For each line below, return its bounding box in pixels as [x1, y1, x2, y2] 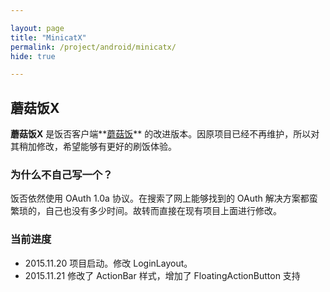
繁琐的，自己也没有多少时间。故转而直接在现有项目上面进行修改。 [10, 205, 282, 217]
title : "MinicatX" [10, 32, 87, 43]
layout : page [10, 23, 65, 33]
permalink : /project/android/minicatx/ [10, 42, 177, 52]
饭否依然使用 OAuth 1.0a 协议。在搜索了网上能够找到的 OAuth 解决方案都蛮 [10, 192, 318, 205]
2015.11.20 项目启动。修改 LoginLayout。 [24, 257, 193, 269]
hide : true [10, 51, 56, 61]
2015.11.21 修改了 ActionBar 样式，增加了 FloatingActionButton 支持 [24, 269, 301, 281]
